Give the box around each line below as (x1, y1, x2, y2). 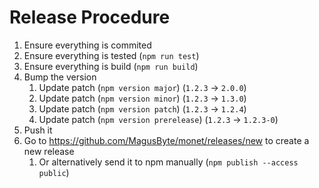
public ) (38, 166, 70, 178)
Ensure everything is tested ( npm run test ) (23, 49, 200, 61)
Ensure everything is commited (23, 39, 152, 51)
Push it (23, 124, 53, 136)
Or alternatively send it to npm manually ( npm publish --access (38, 156, 299, 168)
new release (23, 145, 75, 157)
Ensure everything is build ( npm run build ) (23, 60, 199, 72)
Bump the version (23, 71, 97, 83)
